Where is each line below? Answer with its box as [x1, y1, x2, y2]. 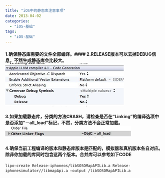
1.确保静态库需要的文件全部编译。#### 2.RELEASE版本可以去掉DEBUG [5, 51, 152, 57]
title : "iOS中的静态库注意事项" [5, 8, 66, 13]
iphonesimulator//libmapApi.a [5, 169, 68, 174]
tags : [5, 29, 16, 34]
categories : [5, 18, 30, 23]
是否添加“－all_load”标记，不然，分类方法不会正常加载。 [5, 120, 123, 126]
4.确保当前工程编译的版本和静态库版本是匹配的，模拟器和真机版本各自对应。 [5, 145, 163, 151]
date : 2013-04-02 [5, 13, 41, 18]
